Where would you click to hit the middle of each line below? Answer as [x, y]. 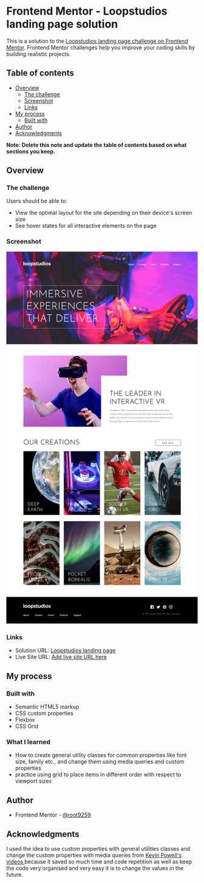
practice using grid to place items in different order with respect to [98, 775]
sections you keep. [31, 151]
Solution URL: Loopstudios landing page [65, 650]
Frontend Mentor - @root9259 [53, 815]
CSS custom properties [44, 713]
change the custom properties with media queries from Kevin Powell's [94, 855]
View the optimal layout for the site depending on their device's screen [104, 213]
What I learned [28, 742]
